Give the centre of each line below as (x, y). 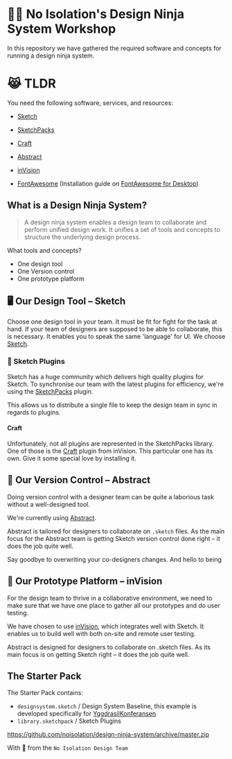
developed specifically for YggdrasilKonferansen (87, 714)
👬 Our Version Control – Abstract (79, 480)
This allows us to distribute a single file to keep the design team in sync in (112, 405)
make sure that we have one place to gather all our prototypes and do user (114, 605)
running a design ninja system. (51, 56)
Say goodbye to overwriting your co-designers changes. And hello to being (115, 559)
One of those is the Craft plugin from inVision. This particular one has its (110, 451)
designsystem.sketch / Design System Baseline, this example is (107, 706)
